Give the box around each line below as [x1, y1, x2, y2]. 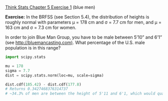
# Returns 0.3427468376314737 [5, 86, 68, 91]
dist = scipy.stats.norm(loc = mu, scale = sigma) [5, 72, 104, 78]
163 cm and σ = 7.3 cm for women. [5, 24, 76, 30]
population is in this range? [5, 45, 61, 50]
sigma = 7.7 [5, 68, 30, 73]
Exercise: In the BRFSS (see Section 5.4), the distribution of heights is [5, 14, 149, 19]
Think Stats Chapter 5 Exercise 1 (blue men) [5, 4, 95, 10]
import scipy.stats [5, 54, 46, 59]
